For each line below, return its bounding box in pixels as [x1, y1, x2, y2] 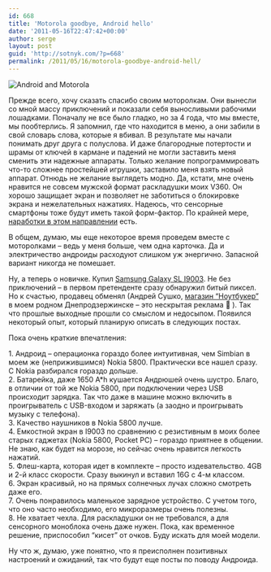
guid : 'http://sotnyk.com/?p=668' [8, 50, 126, 58]
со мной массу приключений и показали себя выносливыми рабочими [8, 103, 256, 114]
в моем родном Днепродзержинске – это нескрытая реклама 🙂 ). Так [8, 299, 252, 309]
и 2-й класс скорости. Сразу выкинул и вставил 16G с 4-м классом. [8, 469, 245, 479]
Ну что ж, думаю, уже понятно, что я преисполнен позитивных [8, 546, 228, 556]
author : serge [8, 34, 57, 43]
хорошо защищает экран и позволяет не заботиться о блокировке [8, 190, 239, 200]
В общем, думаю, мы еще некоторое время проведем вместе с [8, 232, 230, 242]
